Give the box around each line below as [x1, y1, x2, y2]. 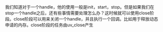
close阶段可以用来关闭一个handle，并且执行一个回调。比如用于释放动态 [13, 16, 158, 21]
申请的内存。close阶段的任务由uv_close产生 [5, 22, 94, 28]
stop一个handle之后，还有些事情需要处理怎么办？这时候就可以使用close [5, 10, 150, 16]
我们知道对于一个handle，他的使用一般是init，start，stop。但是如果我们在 [5, 4, 154, 10]
